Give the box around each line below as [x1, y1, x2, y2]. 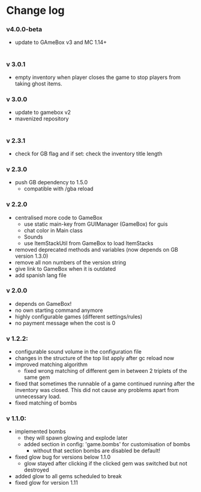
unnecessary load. [14, 393, 61, 400]
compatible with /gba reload [23, 185, 94, 193]
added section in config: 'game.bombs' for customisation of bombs [23, 441, 191, 448]
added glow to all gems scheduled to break [14, 473, 122, 480]
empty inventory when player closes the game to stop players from [14, 73, 181, 81]
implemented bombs [14, 428, 66, 435]
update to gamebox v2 [14, 109, 71, 116]
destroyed [23, 466, 49, 473]
